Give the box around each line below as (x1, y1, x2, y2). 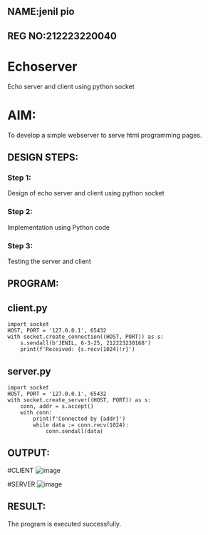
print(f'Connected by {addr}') (33, 415, 126, 422)
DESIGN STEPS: (7, 151, 79, 163)
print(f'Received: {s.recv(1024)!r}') (20, 346, 135, 353)
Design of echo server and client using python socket (7, 189, 165, 198)
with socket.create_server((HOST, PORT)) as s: (7, 396, 152, 404)
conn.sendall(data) (45, 427, 103, 434)
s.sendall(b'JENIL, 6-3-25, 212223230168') (20, 340, 152, 347)
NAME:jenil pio (7, 6, 75, 18)
